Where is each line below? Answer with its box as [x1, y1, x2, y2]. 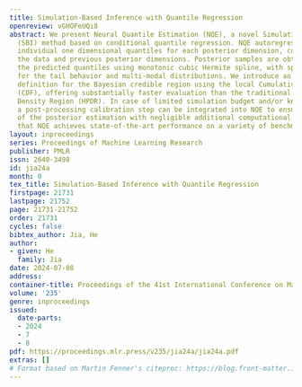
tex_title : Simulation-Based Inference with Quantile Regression [9, 180, 259, 189]
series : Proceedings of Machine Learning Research [9, 138, 203, 147]
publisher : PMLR [9, 146, 70, 155]
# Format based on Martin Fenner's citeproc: [9, 364, 182, 373]
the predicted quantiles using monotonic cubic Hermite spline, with [17, 64, 283, 73]
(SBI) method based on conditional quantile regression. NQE [17, 38, 252, 48]
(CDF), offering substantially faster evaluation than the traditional [17, 88, 292, 97]
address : [9, 272, 42, 281]
